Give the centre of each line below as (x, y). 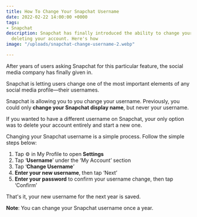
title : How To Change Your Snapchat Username (62, 11)
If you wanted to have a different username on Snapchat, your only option (95, 118)
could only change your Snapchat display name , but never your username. (98, 107)
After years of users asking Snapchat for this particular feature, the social (95, 66)
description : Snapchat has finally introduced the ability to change (93, 33)
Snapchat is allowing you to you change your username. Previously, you (93, 101)
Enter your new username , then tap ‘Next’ (66, 172)
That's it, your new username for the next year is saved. (74, 196)
